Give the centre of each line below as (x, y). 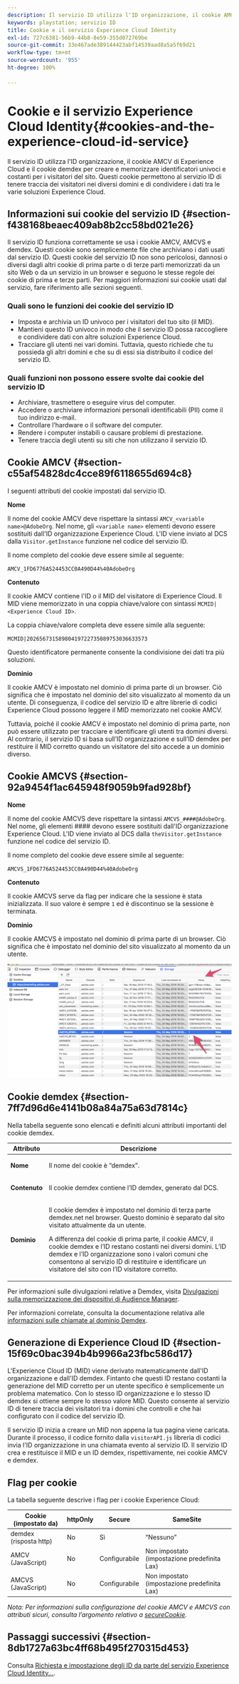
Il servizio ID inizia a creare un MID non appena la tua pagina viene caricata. (118, 1430)
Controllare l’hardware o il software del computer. (90, 425)
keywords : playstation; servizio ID (62, 22)
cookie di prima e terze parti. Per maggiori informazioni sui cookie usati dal (117, 280)
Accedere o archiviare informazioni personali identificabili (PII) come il (120, 410)
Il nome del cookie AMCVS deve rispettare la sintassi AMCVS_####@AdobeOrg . (117, 818)
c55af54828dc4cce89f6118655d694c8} (100, 474)
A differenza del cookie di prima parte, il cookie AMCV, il (131, 1239)
